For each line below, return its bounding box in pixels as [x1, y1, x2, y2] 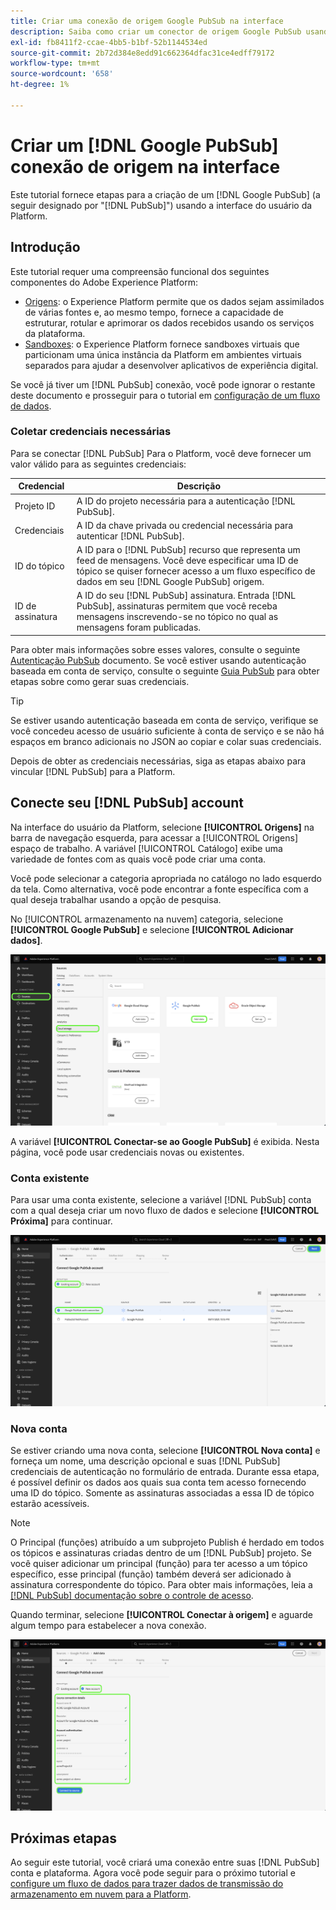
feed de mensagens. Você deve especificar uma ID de [76, 555, 299, 567]
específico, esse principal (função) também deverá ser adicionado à [10, 1568, 292, 1580]
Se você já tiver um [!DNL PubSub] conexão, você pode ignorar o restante [10, 378, 316, 390]
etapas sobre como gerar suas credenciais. [10, 675, 190, 687]
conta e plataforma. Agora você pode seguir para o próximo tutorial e [10, 1867, 296, 1879]
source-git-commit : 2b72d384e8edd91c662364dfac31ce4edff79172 [10, 48, 275, 58]
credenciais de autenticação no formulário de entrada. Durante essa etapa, [10, 1466, 320, 1478]
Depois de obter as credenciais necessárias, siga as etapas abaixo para [10, 755, 307, 767]
